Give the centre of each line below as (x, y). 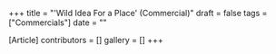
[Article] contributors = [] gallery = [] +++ (86, 40)
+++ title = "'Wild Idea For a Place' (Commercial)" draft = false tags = (138, 13)
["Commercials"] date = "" (58, 22)
